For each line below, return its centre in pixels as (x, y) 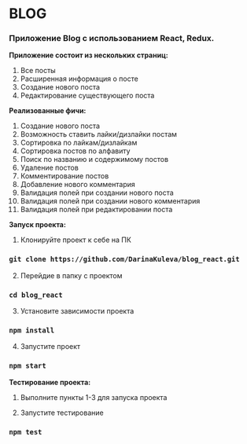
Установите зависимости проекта (77, 311)
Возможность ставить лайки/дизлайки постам (99, 134)
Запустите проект (50, 347)
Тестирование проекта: (50, 382)
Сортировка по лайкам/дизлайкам (79, 143)
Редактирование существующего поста (87, 96)
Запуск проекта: (37, 225)
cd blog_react (36, 295)
